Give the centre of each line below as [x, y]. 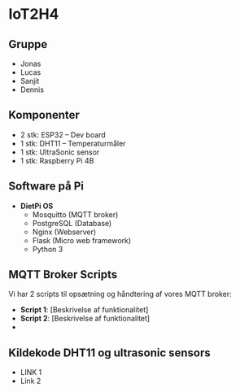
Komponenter [44, 115]
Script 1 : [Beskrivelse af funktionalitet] [84, 310]
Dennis [32, 89]
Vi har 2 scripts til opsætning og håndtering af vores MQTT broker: [120, 294]
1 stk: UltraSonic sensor [60, 152]
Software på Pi [46, 187]
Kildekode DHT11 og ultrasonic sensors [110, 353]
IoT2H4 [34, 14]
